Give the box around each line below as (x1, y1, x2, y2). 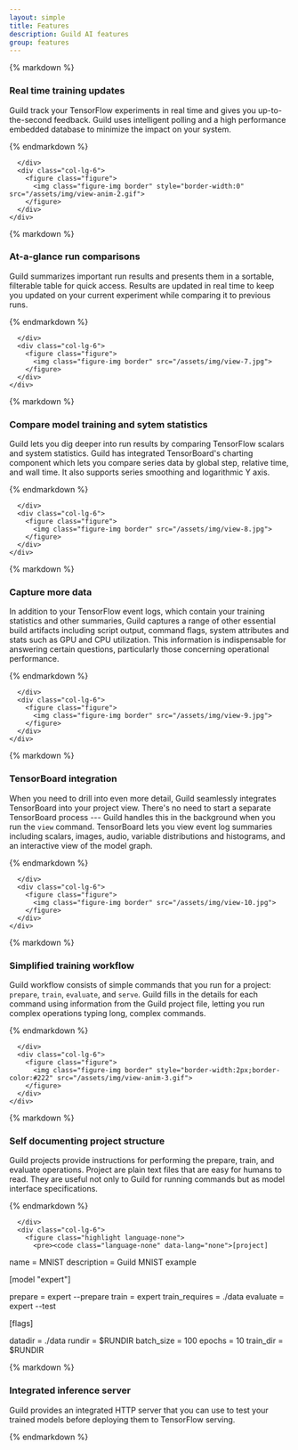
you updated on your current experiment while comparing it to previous (9, 289, 271, 300)
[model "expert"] (9, 1275, 71, 1285)
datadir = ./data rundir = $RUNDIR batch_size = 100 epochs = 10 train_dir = (9, 1335, 284, 1346)
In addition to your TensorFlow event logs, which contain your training (9, 607, 265, 617)
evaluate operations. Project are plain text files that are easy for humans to (9, 1164, 283, 1176)
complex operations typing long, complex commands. (9, 1008, 206, 1019)
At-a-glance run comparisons (9, 250, 141, 263)
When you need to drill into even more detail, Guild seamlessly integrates (9, 793, 278, 803)
